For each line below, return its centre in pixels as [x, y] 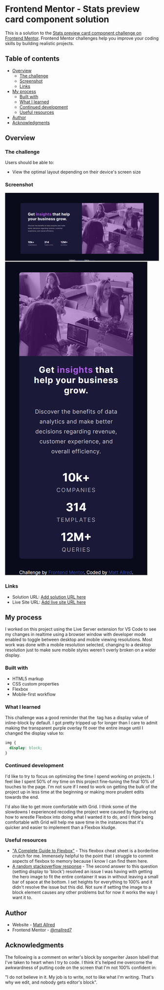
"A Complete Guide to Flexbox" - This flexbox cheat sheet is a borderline [85, 851]
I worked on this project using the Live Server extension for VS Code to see [81, 629]
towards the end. [22, 797]
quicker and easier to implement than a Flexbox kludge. [61, 827]
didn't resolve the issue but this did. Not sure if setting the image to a [82, 887]
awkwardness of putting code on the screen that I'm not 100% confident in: [81, 967]
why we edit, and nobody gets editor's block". [51, 982]
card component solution [57, 19]
